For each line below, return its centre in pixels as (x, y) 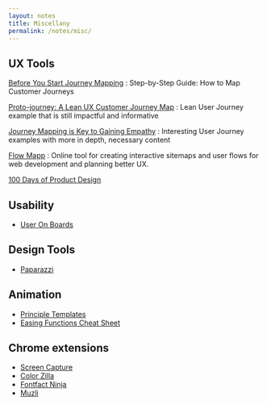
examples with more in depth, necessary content (90, 140)
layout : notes (32, 16)
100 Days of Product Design (55, 180)
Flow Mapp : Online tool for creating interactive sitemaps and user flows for (133, 156)
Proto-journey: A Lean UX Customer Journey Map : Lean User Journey (126, 107)
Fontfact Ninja (43, 385)
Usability (31, 205)
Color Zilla (37, 376)
